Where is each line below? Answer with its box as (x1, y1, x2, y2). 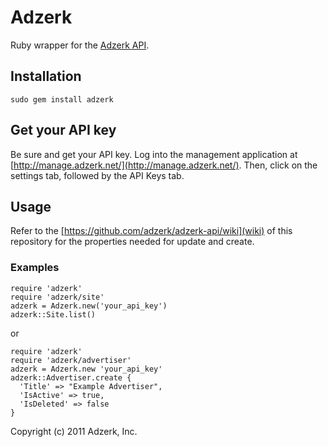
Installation (10, 68, 82, 85)
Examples (10, 261, 60, 275)
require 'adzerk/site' (10, 292, 105, 302)
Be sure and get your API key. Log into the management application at (10, 148, 298, 160)
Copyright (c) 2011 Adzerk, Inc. (10, 425, 138, 437)
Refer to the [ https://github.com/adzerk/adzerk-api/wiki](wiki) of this (10, 225, 293, 237)
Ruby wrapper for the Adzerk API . (10, 39, 150, 51)
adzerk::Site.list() (10, 309, 97, 320)
